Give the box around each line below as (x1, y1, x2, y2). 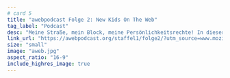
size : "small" (7, 41, 48, 48)
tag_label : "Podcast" (7, 22, 69, 29)
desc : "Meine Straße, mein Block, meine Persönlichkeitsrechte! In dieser (7, 28, 225, 36)
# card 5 (7, 9, 32, 17)
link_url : (7, 35, 36, 42)
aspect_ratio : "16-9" (7, 54, 69, 61)
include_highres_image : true (7, 60, 90, 67)
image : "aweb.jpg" (7, 48, 60, 55)
